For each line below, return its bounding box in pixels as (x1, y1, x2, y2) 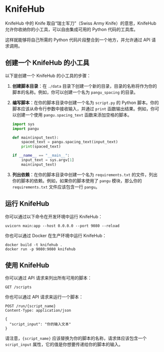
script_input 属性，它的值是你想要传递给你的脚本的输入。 (5, 342, 123, 348)
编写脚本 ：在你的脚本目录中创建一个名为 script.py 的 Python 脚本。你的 (12, 100, 159, 105)
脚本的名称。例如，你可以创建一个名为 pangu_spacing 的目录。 (12, 89, 138, 95)
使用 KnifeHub (5, 261, 50, 269)
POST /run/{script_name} (5, 304, 56, 309)
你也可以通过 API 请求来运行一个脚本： (5, 294, 83, 300)
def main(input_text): (12, 135, 59, 140)
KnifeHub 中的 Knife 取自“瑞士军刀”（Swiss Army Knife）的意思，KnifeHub (5, 20, 157, 26)
